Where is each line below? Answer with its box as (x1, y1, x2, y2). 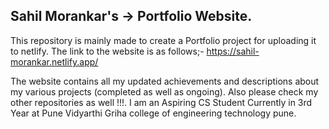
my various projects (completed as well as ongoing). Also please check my (10, 85, 319, 98)
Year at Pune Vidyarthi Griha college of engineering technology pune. (10, 107, 297, 119)
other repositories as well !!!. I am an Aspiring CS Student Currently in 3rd (10, 96, 313, 108)
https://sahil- (206, 45, 260, 57)
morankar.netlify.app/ (10, 55, 99, 68)
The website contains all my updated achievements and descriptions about (10, 75, 320, 87)
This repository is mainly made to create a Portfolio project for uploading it (10, 34, 317, 46)
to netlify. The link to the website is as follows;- (10, 45, 205, 57)
